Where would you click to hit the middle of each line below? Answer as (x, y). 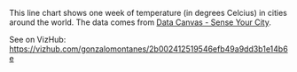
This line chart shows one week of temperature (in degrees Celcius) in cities (148, 13)
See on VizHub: (38, 40)
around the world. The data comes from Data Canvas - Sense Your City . (141, 22)
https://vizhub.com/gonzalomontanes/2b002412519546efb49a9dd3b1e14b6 (148, 49)
